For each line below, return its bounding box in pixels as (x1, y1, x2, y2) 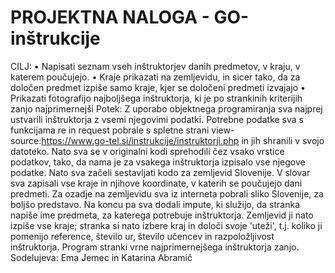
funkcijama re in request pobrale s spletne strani (10, 124, 210, 136)
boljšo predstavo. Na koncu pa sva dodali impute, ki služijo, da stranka (10, 198, 300, 210)
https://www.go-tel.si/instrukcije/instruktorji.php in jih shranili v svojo (41, 134, 325, 146)
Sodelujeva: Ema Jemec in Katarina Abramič (10, 251, 193, 263)
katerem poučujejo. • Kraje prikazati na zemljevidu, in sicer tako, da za (10, 71, 301, 83)
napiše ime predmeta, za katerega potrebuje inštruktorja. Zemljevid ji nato (10, 209, 314, 221)
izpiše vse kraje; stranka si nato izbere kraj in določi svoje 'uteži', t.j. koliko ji (10, 219, 323, 231)
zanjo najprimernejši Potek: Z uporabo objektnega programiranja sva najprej (10, 102, 323, 115)
